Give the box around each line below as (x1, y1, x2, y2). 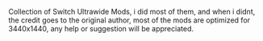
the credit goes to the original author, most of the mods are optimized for (8, 15, 251, 25)
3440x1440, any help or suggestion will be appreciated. (8, 24, 194, 33)
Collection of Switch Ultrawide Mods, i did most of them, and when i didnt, (8, 7, 256, 16)
